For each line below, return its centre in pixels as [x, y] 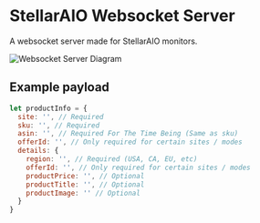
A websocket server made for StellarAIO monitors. [104, 41]
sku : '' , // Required [59, 125]
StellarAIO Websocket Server [122, 16]
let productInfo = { [49, 108]
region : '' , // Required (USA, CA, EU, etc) [112, 159]
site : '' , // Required [61, 117]
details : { [38, 151]
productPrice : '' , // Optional [85, 176]
